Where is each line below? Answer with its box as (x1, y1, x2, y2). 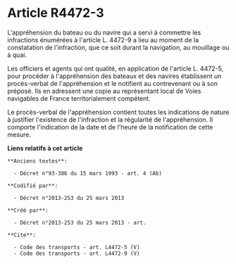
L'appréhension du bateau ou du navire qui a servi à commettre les (7, 28, 201, 37)
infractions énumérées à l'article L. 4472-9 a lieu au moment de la (7, 35, 199, 44)
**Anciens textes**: (7, 157, 68, 165)
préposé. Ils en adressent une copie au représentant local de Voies (7, 87, 201, 95)
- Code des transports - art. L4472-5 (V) (13, 244, 140, 251)
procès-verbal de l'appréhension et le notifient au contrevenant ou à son (7, 79, 218, 87)
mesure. (7, 130, 32, 139)
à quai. (7, 51, 27, 59)
